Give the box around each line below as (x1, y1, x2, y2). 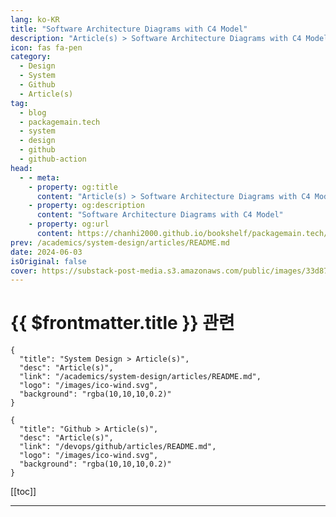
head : (10, 163, 33, 173)
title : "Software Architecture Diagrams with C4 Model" (10, 24, 248, 34)
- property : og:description (28, 201, 145, 211)
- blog (19, 107, 47, 118)
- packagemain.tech (19, 117, 101, 127)
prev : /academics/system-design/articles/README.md (10, 237, 230, 248)
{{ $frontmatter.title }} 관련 (10, 312, 235, 335)
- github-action (19, 154, 87, 164)
